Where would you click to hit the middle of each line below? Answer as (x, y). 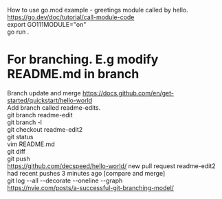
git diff (16, 151)
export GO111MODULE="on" (47, 24)
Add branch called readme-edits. (54, 107)
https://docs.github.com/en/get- (128, 93)
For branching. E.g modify (83, 59)
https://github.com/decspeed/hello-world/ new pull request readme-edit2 (111, 166)
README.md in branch (73, 74)
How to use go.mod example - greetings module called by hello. (98, 10)
